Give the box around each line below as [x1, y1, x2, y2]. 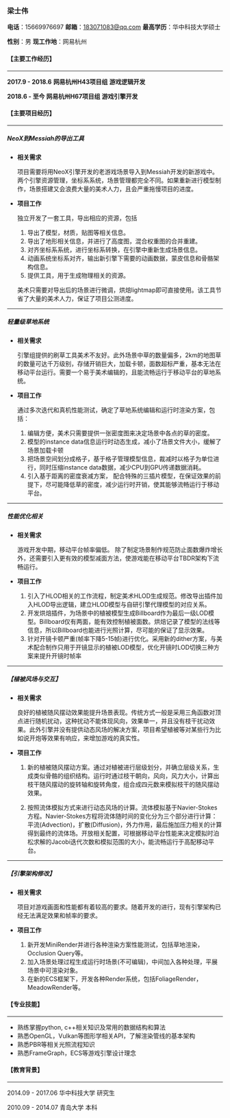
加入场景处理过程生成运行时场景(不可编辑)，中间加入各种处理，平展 [27, 958, 218, 966]
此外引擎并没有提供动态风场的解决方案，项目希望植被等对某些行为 [29, 725, 216, 733]
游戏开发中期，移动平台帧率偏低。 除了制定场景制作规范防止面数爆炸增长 [16, 545, 223, 553]
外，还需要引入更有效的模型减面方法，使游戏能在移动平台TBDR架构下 [16, 554, 214, 562]
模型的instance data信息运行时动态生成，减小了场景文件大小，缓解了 [27, 437, 222, 446]
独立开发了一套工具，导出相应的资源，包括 [16, 214, 138, 222]
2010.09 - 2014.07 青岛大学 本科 [7, 1103, 98, 1111]
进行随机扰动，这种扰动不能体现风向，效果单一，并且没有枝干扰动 [23, 716, 209, 725]
